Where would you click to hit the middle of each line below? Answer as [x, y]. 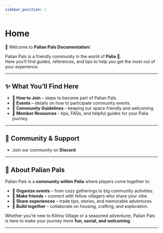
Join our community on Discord [44, 150]
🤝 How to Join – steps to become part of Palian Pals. [65, 98]
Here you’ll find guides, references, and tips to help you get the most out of [80, 62]
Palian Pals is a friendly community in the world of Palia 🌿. [63, 56]
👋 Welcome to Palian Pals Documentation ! [48, 47]
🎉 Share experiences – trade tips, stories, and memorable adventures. [82, 201]
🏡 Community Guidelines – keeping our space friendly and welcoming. [83, 108]
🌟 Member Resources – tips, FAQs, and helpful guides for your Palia [80, 113]
